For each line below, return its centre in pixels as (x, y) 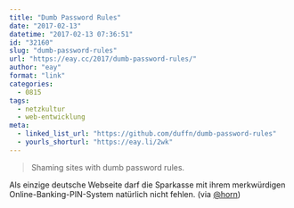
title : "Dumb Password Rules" (65, 17)
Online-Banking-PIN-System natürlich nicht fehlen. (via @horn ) (125, 194)
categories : (31, 84)
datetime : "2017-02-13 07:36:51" (71, 34)
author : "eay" (36, 68)
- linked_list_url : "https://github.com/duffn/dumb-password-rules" (147, 134)
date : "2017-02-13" (45, 26)
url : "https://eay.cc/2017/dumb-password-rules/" (103, 59)
